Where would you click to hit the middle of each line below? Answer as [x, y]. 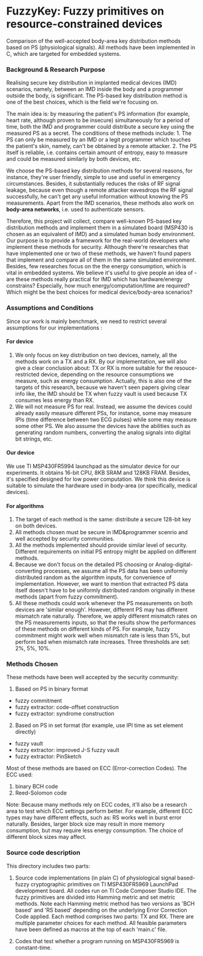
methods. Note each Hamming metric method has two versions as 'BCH [105, 903]
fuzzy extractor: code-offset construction [67, 707]
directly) [25, 732]
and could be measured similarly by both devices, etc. [74, 159]
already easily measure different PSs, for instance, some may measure [103, 413]
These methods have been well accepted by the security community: [93, 677]
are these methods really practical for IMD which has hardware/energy [95, 279]
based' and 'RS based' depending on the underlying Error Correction [101, 910]
